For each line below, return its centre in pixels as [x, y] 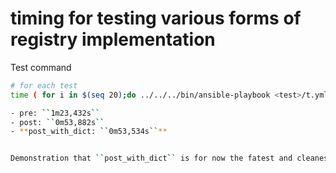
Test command [41, 67]
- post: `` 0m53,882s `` [57, 122]
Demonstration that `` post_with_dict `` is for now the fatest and [151, 158]
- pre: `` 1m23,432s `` [55, 113]
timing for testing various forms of [156, 18]
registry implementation [113, 39]
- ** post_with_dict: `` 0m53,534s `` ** [89, 132]
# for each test [44, 85]
